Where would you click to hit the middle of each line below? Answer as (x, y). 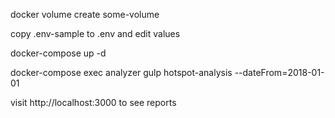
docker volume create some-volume (85, 14)
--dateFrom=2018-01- (279, 72)
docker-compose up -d (58, 53)
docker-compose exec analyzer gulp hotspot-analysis (121, 72)
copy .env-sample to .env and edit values (95, 33)
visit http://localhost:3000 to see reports (93, 102)
